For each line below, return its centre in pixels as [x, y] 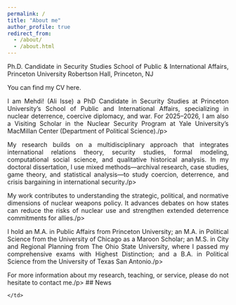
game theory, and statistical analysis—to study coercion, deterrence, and [118, 174]
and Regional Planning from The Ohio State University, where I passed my [118, 246]
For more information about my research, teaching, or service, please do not [118, 275]
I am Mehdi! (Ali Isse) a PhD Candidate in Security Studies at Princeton [118, 101]
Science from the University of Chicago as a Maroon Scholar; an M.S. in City [118, 239]
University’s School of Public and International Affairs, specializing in [118, 109]
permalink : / [26, 14]
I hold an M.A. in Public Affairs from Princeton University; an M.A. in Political [118, 232]
